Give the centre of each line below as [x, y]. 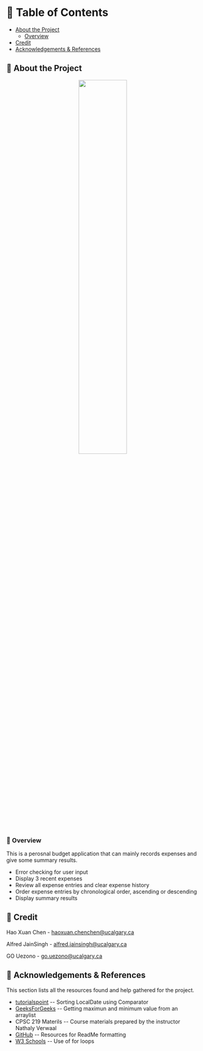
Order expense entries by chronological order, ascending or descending [106, 891]
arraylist [25, 1015]
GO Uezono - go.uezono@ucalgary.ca [54, 956]
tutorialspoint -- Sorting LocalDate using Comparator [82, 1002]
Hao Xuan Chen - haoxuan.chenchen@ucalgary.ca [70, 932]
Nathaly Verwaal [36, 1028]
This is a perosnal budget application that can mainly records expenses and [102, 854]
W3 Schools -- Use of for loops [55, 1041]
